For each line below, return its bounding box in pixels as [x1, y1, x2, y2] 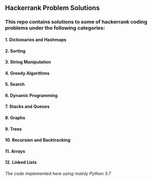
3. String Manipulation [5, 59, 51, 65]
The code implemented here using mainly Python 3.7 [5, 171, 111, 177]
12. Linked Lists [5, 160, 37, 165]
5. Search [5, 81, 25, 87]
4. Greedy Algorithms [5, 70, 50, 76]
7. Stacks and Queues [5, 103, 50, 109]
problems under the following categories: [5, 24, 106, 31]
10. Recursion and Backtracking [5, 137, 71, 143]
